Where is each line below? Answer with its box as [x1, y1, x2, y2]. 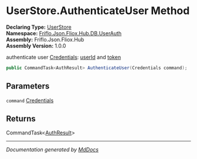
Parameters [6, 81, 50, 92]
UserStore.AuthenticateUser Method [6, 4, 190, 18]
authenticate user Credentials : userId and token [6, 53, 121, 60]
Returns [6, 114, 36, 124]
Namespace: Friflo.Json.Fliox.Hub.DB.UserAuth [6, 29, 122, 36]
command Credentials [6, 97, 54, 104]
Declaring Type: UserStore [6, 23, 72, 31]
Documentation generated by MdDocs [6, 146, 98, 153]
